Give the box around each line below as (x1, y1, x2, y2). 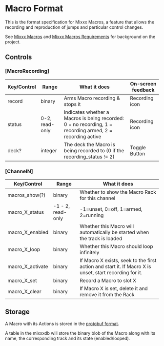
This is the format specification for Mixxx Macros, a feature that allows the (5, 19, 155, 25)
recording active (63, 133, 102, 140)
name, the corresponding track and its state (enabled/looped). (5, 335, 130, 341)
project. (5, 39, 21, 44)
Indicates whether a (63, 108, 109, 115)
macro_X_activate (7, 263, 48, 270)
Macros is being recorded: (63, 115, 124, 122)
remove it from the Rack (80, 291, 135, 298)
